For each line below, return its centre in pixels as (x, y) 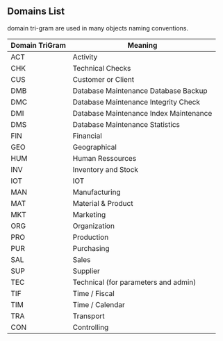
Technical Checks (102, 68)
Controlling (91, 327)
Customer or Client (104, 79)
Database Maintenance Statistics (126, 124)
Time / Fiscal (93, 293)
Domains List (36, 11)
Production (91, 237)
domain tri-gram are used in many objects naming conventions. (98, 28)
